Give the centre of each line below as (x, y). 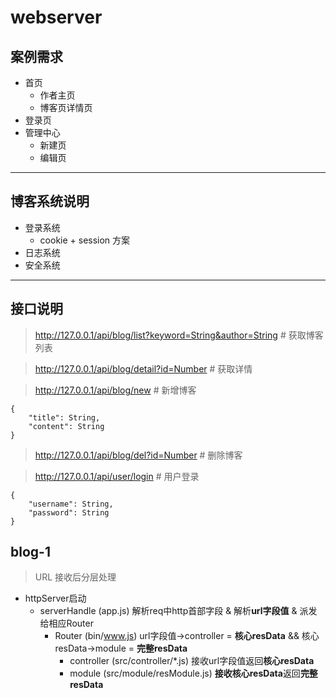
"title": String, (64, 417)
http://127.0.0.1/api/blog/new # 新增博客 (115, 390)
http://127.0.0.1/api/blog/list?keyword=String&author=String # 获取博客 (179, 335)
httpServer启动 (55, 598)
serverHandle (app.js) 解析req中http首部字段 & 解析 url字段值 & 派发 (178, 611)
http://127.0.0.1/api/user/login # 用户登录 (117, 476)
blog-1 (30, 552)
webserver (56, 17)
